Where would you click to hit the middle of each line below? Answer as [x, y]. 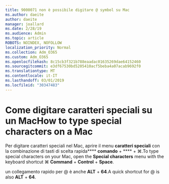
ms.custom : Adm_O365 [27, 57]
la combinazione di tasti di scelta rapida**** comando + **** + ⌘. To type [82, 151]
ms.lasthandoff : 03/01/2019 [35, 80]
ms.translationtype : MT [30, 71]
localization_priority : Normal [38, 48]
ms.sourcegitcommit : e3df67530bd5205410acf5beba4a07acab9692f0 [73, 66]
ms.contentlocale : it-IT [31, 76]
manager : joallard [24, 24]
